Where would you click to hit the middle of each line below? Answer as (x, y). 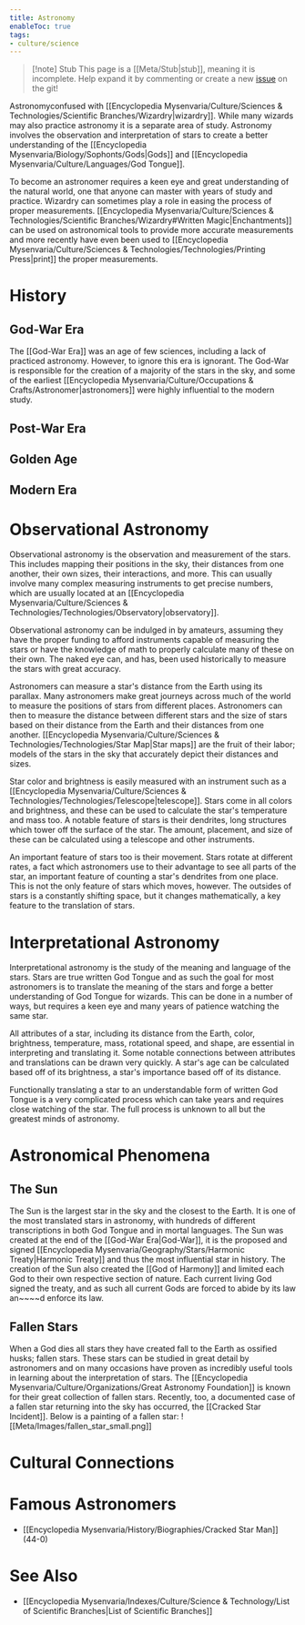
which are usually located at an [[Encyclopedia (97, 594)
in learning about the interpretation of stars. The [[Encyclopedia (129, 1378)
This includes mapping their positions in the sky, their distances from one (147, 564)
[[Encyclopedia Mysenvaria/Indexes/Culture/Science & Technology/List (156, 1601)
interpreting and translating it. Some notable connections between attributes (152, 1053)
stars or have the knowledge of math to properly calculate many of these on (152, 650)
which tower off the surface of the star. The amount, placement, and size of (151, 830)
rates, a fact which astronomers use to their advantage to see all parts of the (153, 867)
